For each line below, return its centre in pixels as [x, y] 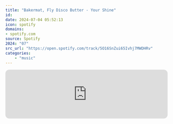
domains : [15, 29]
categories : [18, 53]
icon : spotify [21, 24]
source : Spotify [23, 39]
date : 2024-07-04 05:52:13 [34, 20]
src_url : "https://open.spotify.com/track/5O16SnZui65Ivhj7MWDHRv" [79, 48]
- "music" [25, 58]
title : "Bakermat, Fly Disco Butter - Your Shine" [61, 10]
